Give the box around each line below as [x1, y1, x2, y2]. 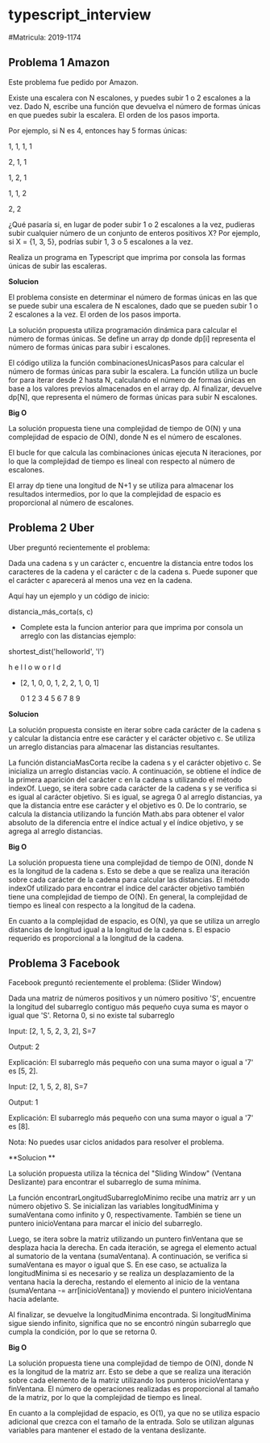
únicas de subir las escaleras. [8, 261, 107, 271]
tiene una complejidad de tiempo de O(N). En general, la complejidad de [8, 891, 248, 901]
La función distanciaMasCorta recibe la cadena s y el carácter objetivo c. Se [8, 757, 262, 767]
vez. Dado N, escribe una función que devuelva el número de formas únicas [8, 101, 261, 111]
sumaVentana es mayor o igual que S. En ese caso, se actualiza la [8, 1260, 227, 1269]
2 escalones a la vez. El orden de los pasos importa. [8, 309, 181, 319]
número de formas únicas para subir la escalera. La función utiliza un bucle [8, 366, 259, 376]
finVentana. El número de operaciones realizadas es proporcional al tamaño [8, 1384, 260, 1394]
